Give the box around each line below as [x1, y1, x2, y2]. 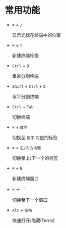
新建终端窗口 [12, 175, 39, 182]
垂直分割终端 [12, 73, 39, 79]
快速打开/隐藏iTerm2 [12, 217, 55, 223]
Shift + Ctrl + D [12, 83, 46, 89]
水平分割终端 [12, 93, 39, 99]
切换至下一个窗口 [12, 197, 48, 203]
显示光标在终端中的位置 [12, 32, 61, 38]
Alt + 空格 [12, 207, 32, 213]
